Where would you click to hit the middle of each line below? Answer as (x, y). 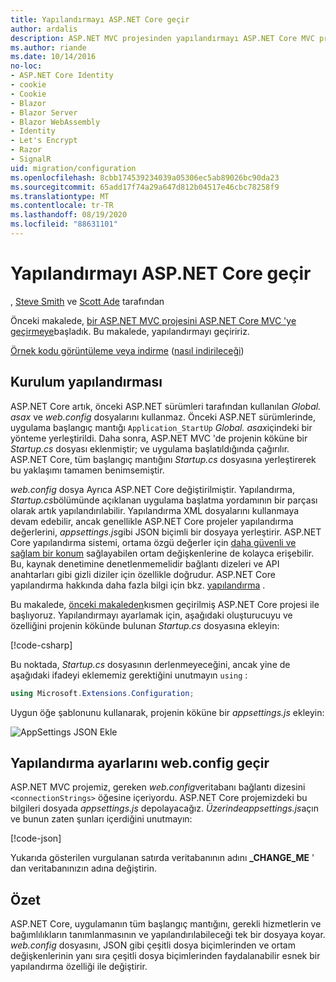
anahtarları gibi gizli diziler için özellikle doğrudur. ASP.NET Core (143, 574)
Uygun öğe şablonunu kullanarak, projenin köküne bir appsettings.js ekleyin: (167, 712)
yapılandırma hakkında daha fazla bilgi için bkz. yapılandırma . (138, 585)
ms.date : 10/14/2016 (53, 57)
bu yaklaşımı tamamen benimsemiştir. (87, 470)
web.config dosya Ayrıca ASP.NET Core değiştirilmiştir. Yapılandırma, (152, 489)
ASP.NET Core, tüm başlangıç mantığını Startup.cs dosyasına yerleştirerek (163, 459)
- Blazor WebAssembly (55, 122)
